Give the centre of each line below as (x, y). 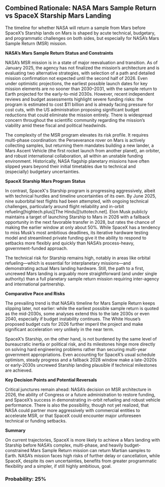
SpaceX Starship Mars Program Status (45, 181)
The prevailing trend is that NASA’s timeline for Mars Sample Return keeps (80, 303)
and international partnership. (35, 284)
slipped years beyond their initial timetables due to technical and (71, 166)
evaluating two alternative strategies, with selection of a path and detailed (80, 73)
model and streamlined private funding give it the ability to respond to (76, 238)
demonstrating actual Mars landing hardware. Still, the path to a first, (75, 268)
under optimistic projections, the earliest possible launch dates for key (76, 83)
